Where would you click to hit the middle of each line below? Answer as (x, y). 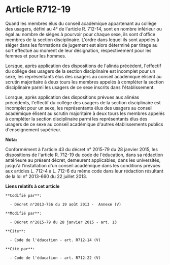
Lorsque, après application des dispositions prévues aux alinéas (72, 97)
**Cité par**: (20, 249)
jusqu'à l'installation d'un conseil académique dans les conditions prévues (83, 165)
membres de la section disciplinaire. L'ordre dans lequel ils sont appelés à (82, 40)
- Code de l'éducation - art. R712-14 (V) (55, 240)
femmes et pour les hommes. (36, 56)
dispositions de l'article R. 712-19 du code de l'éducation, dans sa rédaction (84, 155)
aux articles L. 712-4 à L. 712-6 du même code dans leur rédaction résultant (84, 171)
